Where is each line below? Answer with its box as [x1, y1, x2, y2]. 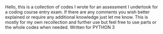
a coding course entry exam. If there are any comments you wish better [5, 9, 150, 15]
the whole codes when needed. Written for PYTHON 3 [5, 24, 115, 30]
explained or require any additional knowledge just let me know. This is [5, 14, 148, 20]
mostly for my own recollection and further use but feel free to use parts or [5, 19, 157, 25]
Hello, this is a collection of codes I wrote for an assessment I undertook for [5, 4, 158, 10]
